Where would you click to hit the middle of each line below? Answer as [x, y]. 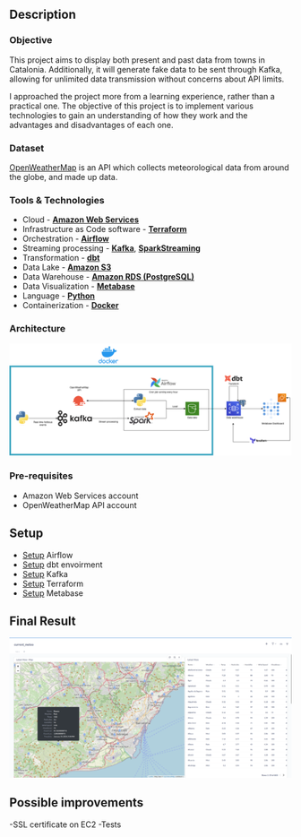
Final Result [43, 621]
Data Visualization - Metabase [79, 287]
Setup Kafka [45, 574]
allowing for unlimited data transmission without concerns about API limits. [147, 79]
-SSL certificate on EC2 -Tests [65, 824]
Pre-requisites [41, 476]
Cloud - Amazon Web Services [81, 220]
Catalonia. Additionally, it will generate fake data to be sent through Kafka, [146, 69]
